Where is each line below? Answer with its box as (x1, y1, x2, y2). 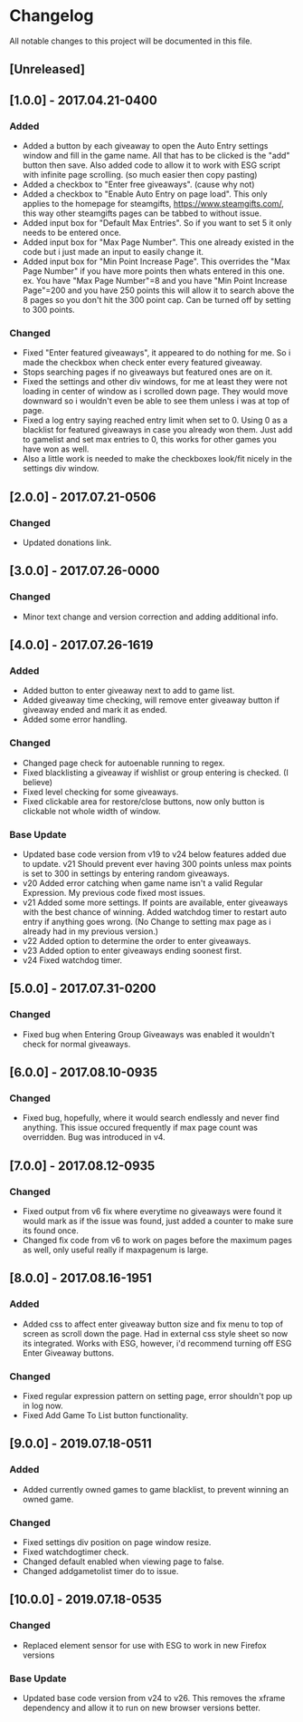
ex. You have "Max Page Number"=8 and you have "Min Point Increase (22, 276, 288, 287)
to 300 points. (22, 305, 75, 316)
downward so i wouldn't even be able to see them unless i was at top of (22, 395, 290, 406)
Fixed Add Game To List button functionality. (22, 1410, 188, 1421)
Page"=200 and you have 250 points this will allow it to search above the (22, 285, 295, 296)
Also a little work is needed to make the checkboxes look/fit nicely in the (22, 453, 292, 464)
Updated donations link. (22, 537, 112, 548)
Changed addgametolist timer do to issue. (22, 1566, 179, 1576)
